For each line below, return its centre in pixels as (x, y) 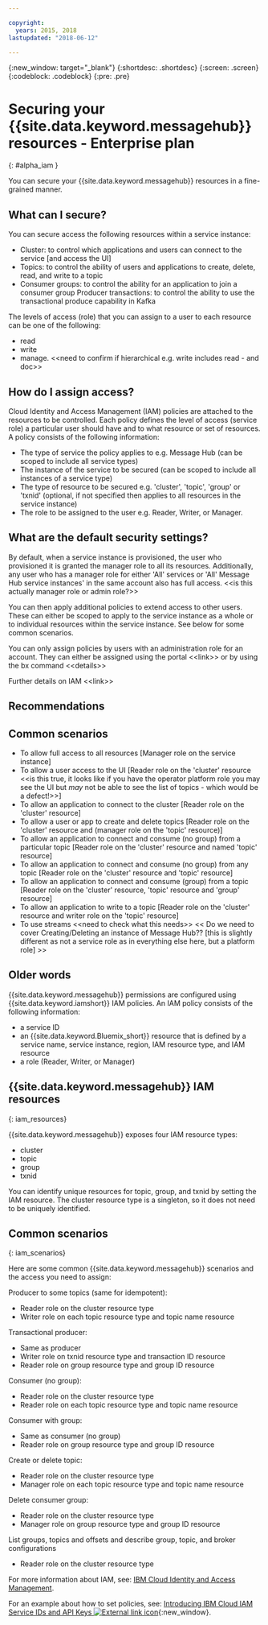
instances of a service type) (66, 478)
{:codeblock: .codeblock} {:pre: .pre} (69, 76)
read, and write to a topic (61, 275)
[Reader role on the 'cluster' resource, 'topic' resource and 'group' (130, 890)
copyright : (26, 23)
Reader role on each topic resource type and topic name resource (129, 1405)
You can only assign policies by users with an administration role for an (126, 648)
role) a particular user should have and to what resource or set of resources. (134, 428)
